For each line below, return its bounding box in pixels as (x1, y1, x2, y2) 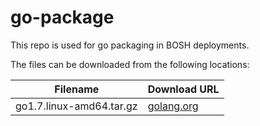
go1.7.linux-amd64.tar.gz (15, 99, 138, 113)
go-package (10, 6, 115, 29)
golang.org (147, 99, 199, 113)
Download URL (147, 82, 220, 96)
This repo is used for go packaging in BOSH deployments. (10, 39, 250, 51)
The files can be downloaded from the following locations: (10, 58, 250, 70)
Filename (54, 82, 100, 96)
